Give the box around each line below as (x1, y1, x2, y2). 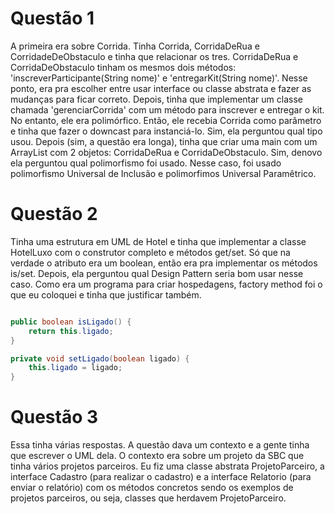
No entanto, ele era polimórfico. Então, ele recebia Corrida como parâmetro (10, 114, 322, 126)
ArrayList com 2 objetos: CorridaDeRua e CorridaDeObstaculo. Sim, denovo (10, 146, 323, 158)
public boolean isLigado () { (10, 317, 132, 327)
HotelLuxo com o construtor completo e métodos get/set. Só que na (10, 246, 291, 258)
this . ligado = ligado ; (28, 363, 123, 373)
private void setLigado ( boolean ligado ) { (10, 353, 190, 364)
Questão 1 (10, 7, 95, 30)
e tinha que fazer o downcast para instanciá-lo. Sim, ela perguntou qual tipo (10, 125, 323, 137)
